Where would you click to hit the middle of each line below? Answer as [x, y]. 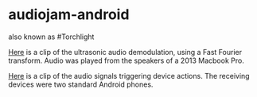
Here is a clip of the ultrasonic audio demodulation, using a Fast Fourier [125, 52]
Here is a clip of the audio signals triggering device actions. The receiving [129, 76]
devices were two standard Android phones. [81, 84]
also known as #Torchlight [51, 37]
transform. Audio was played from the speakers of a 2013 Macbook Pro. [126, 60]
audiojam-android [69, 15]
